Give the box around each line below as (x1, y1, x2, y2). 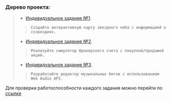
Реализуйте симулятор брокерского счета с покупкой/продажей (30, 48, 164, 54)
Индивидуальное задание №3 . (25, 62, 93, 68)
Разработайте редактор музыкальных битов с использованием (30, 71, 160, 77)
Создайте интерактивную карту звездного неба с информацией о (30, 25, 166, 30)
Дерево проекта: (5, 4, 51, 11)
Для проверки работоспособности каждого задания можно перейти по (5, 85, 163, 91)
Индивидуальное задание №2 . (25, 38, 93, 44)
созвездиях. (30, 30, 56, 35)
